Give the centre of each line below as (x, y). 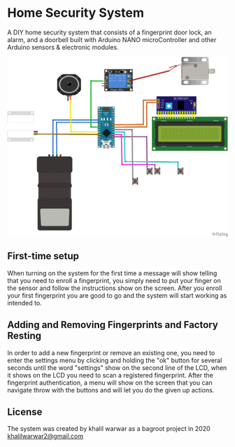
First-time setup (43, 256)
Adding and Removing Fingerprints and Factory (113, 325)
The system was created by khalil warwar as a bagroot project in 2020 (109, 429)
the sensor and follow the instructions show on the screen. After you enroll (115, 288)
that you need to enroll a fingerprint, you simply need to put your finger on (114, 280)
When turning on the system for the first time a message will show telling (112, 273)
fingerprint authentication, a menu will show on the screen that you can (110, 383)
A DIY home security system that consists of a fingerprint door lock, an (109, 32)
